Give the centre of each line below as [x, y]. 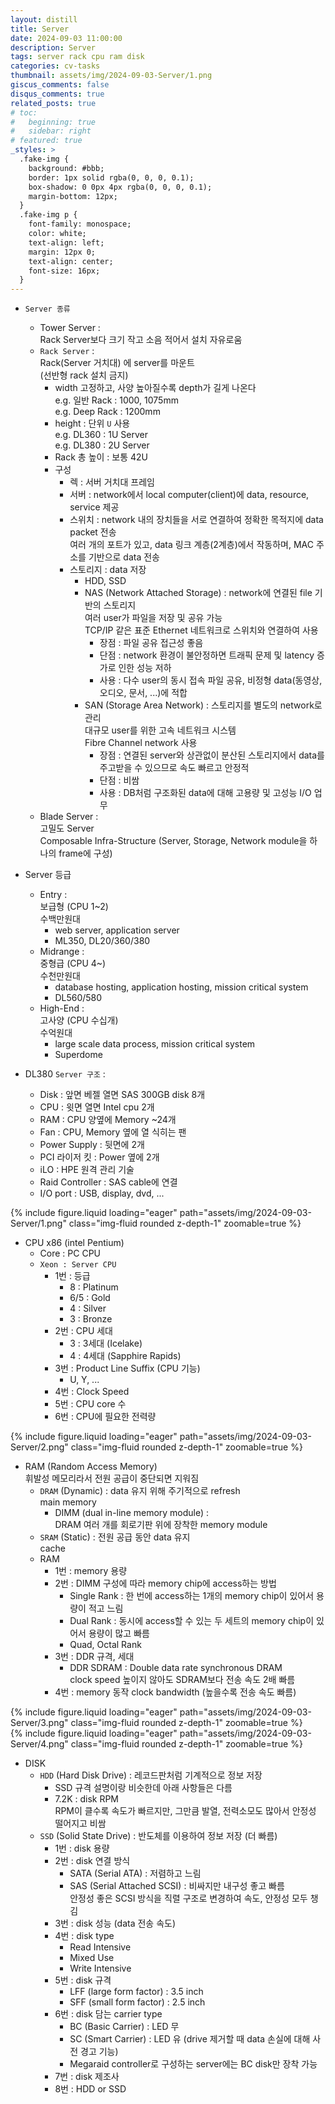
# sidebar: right [51, 131]
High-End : [62, 1008]
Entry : [53, 895]
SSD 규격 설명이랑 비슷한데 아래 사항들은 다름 [143, 1788]
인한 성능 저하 [145, 668]
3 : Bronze [91, 1319]
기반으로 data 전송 [124, 557]
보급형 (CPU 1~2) [74, 907]
